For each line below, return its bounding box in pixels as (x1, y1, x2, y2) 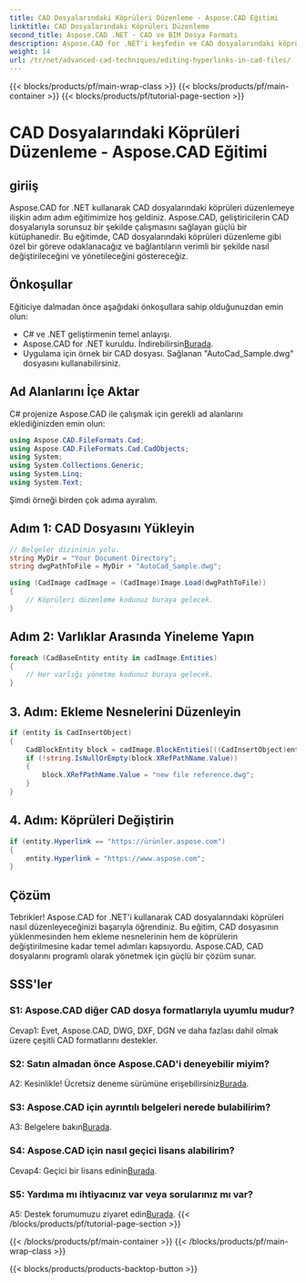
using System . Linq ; (9, 470, 84, 479)
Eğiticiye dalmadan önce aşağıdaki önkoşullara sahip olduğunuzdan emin (9, 301, 284, 312)
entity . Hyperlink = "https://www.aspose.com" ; (25, 854, 206, 863)
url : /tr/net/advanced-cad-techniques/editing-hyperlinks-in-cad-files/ (9, 56, 291, 65)
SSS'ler (9, 977, 53, 992)
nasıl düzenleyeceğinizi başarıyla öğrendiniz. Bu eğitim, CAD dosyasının (9, 922, 280, 933)
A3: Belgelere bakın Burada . (9, 1122, 112, 1133)
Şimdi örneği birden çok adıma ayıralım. (9, 494, 158, 505)
